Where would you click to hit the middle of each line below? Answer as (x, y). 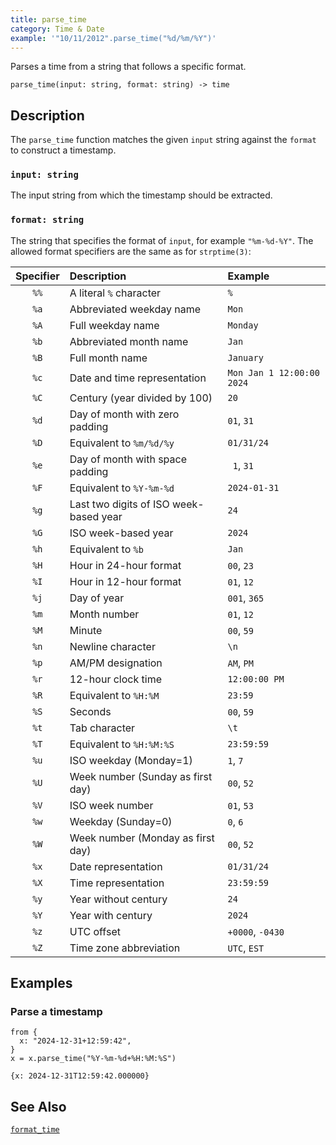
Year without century (118, 899)
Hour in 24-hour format (125, 565)
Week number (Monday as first (142, 838)
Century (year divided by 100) (141, 398)
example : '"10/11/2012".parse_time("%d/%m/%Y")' (113, 38)
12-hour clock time (115, 679)
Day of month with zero (124, 414)
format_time (35, 1130)
